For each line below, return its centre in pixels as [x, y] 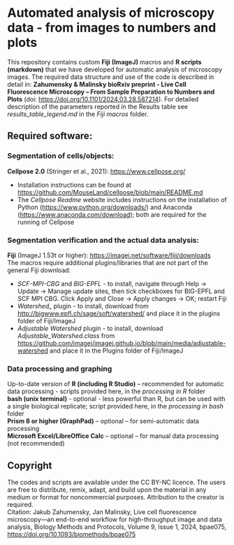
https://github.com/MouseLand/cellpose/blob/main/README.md [110, 192]
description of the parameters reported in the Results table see [98, 106]
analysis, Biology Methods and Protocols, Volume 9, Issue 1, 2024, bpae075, [117, 527]
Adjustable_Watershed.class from [66, 335]
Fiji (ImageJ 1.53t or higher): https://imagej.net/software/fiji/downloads [109, 255]
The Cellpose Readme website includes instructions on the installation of [122, 199]
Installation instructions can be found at [74, 185]
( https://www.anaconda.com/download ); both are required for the [112, 214]
